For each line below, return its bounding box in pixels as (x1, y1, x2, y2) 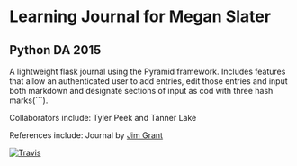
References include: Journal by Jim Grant (9, 130, 164, 141)
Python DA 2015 (9, 42, 102, 58)
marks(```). (9, 95, 49, 106)
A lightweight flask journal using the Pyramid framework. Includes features (9, 66, 286, 77)
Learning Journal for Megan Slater (9, 6, 272, 27)
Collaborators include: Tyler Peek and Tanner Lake (9, 113, 197, 123)
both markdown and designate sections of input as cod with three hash (9, 86, 274, 96)
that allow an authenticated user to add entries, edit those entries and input (9, 76, 288, 87)
